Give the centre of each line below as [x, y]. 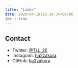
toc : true [16, 19]
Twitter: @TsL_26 [30, 50]
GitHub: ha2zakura [31, 61]
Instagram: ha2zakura [34, 56]
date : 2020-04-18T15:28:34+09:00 [39, 14]
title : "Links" [21, 10]
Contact [18, 38]
